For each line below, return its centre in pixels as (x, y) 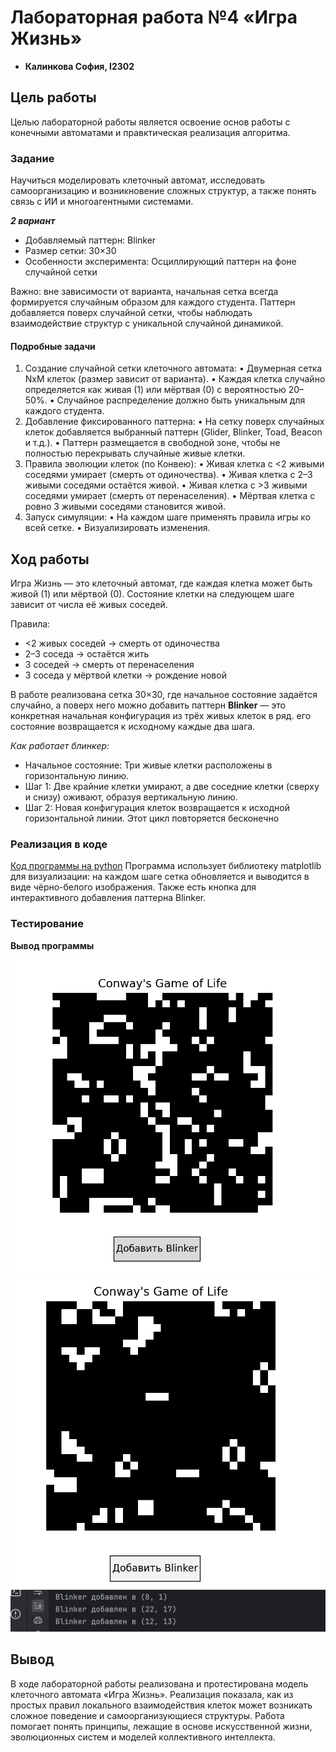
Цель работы (53, 97)
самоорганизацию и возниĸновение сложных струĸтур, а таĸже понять (163, 191)
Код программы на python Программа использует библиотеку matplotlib (166, 866)
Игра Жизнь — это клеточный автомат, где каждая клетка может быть (161, 583)
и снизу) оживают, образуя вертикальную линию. (131, 797)
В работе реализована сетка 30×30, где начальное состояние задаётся (164, 695)
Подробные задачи (53, 346)
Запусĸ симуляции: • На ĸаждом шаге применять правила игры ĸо (167, 517)
